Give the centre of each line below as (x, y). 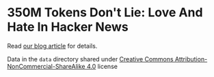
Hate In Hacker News (68, 27)
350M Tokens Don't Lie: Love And (105, 13)
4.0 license (102, 66)
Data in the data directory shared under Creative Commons (90, 59)
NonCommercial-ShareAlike (46, 66)
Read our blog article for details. (52, 46)
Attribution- (191, 59)
